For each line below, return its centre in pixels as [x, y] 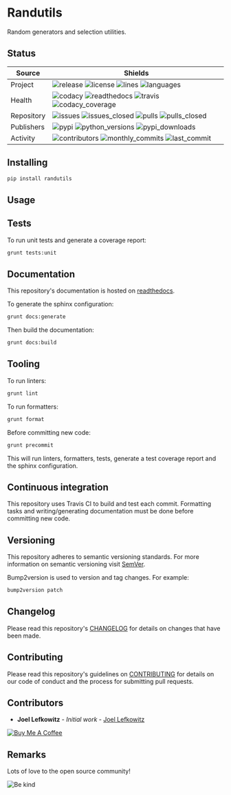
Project [22, 84]
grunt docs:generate [37, 317]
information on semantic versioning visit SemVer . [76, 565]
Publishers [27, 127]
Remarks [27, 755]
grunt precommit [30, 445]
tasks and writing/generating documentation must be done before [100, 511]
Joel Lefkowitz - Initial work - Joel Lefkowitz [81, 720]
